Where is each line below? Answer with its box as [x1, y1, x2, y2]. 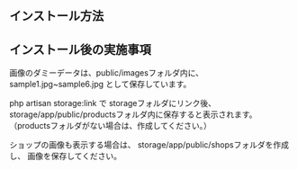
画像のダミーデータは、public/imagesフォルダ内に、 [9, 67, 204, 78]
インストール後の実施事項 [9, 41, 151, 57]
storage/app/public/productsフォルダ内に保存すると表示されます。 [9, 109, 257, 120]
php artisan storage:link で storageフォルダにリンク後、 [9, 98, 217, 109]
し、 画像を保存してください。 [9, 151, 122, 162]
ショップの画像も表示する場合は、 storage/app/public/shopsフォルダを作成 [9, 139, 290, 150]
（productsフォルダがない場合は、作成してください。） [9, 121, 212, 131]
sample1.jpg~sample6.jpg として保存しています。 [9, 79, 192, 90]
